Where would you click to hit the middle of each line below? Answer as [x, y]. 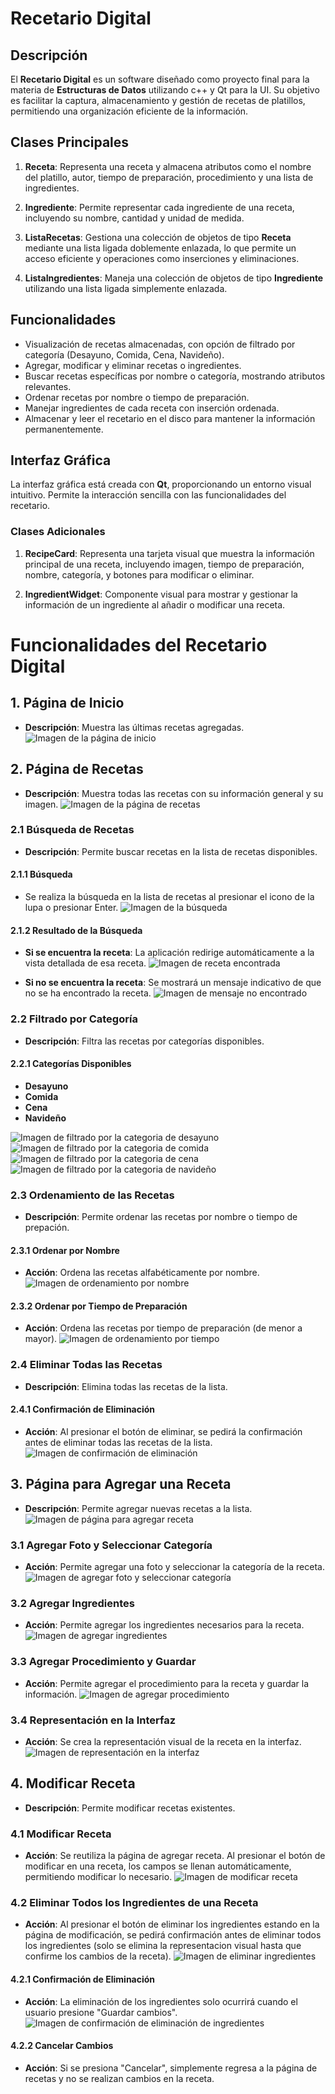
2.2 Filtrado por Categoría [74, 1019]
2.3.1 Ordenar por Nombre [65, 1250]
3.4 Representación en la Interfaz [93, 1720]
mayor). [41, 1339]
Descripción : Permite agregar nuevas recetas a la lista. [138, 1508]
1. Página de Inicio [67, 703]
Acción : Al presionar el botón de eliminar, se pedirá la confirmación [163, 1431]
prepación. [47, 1228]
